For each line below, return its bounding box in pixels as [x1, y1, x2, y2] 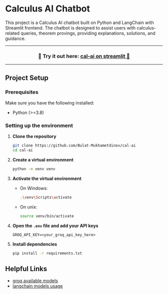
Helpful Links [5, 264, 47, 273]
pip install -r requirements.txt [12, 250, 82, 255]
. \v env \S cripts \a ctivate [19, 194, 72, 200]
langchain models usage [12, 283, 63, 289]
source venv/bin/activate [19, 213, 74, 218]
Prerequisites [5, 88, 38, 95]
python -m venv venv [12, 166, 55, 171]
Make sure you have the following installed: [5, 99, 94, 105]
